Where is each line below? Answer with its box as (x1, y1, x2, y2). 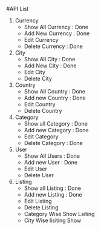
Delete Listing (24, 204, 59, 211)
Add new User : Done (24, 159, 77, 166)
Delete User (24, 172, 54, 178)
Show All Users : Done (24, 152, 80, 160)
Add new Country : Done (24, 94, 86, 101)
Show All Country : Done (24, 88, 86, 95)
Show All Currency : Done (24, 24, 89, 30)
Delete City (24, 75, 53, 82)
